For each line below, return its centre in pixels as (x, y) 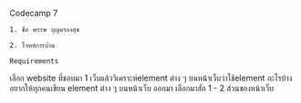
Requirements (34, 61)
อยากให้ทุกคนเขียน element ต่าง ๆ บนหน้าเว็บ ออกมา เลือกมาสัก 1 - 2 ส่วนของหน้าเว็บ (142, 88)
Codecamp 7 (34, 13)
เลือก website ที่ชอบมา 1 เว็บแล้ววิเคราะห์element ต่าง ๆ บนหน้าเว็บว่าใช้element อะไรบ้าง (151, 78)
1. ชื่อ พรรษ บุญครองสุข (45, 30)
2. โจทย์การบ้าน (32, 45)
